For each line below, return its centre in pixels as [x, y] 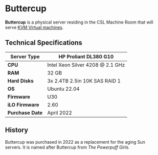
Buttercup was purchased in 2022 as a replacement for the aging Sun [75, 142]
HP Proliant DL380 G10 [86, 56]
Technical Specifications [44, 43]
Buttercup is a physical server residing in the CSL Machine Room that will [79, 22]
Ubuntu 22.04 [63, 89]
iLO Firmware [23, 104]
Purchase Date [25, 112]
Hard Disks [21, 80]
